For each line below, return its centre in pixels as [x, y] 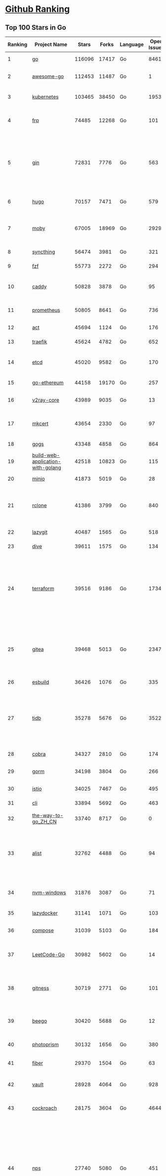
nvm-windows [49, 893]
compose [43, 930]
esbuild [41, 682]
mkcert [40, 424]
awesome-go [48, 76]
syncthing [43, 252]
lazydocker [45, 913]
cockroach [44, 1108]
